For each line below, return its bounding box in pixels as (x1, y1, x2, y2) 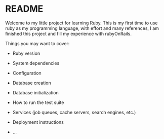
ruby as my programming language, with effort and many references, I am (5, 25, 159, 31)
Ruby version (12, 50, 40, 56)
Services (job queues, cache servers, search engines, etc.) (12, 109, 136, 115)
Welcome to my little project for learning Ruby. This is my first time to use (5, 20, 158, 26)
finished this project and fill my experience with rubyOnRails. (5, 30, 132, 37)
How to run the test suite (12, 99, 64, 106)
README (5, 3, 44, 15)
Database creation (12, 80, 52, 86)
